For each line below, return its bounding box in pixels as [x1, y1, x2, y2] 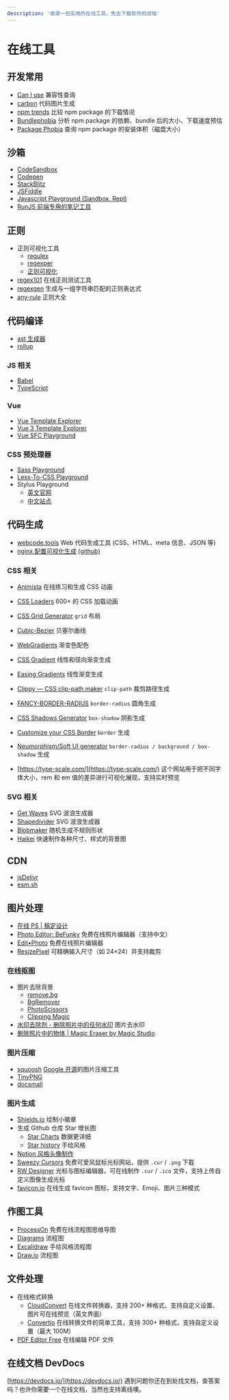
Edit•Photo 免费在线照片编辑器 [16, 939, 104, 947]
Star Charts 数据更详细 [27, 1132, 91, 1140]
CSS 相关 [7, 566, 38, 575]
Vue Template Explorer [16, 416, 82, 425]
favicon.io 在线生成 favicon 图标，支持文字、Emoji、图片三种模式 [16, 1183, 200, 1192]
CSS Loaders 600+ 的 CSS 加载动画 [16, 597, 118, 605]
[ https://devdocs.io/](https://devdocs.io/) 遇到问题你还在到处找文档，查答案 [7, 1377, 220, 1385]
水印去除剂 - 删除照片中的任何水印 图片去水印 [16, 1021, 146, 1029]
